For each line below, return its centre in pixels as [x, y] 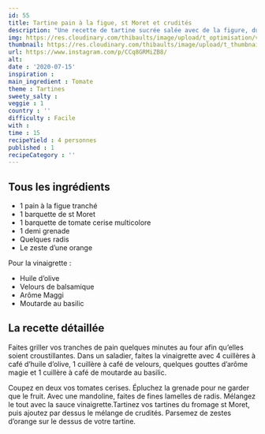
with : [19, 125]
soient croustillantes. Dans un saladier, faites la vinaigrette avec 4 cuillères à [132, 355]
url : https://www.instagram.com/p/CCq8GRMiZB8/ [88, 52]
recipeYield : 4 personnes [52, 140]
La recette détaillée [56, 328]
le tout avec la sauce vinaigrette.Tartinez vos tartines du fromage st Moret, [129, 404]
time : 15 [24, 133]
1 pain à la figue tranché [58, 206]
